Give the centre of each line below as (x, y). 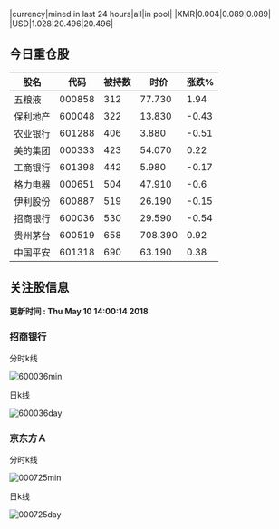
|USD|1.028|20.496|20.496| (62, 24)
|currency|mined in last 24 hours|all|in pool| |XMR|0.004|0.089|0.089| (140, 14)
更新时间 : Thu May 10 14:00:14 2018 (79, 311)
